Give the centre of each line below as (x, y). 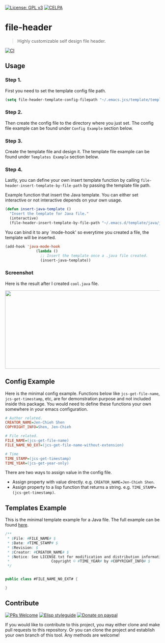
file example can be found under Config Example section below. (69, 128)
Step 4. (14, 169)
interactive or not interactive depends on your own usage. (64, 200)
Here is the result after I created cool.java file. (52, 283)
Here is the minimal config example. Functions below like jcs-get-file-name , (82, 393)
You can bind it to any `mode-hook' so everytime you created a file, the (77, 232)
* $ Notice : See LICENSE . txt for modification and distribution (73, 557)
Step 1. (13, 80)
